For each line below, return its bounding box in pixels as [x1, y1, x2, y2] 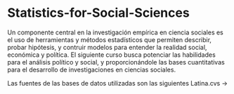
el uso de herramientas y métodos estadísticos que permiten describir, [7, 35, 212, 43]
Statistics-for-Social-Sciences [7, 5, 190, 21]
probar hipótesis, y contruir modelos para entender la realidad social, [7, 43, 207, 51]
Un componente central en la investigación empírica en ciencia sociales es [7, 28, 223, 36]
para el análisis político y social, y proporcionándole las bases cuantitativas [7, 58, 225, 66]
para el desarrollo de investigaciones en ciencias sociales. [7, 65, 176, 74]
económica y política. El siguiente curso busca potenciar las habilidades [7, 51, 216, 59]
